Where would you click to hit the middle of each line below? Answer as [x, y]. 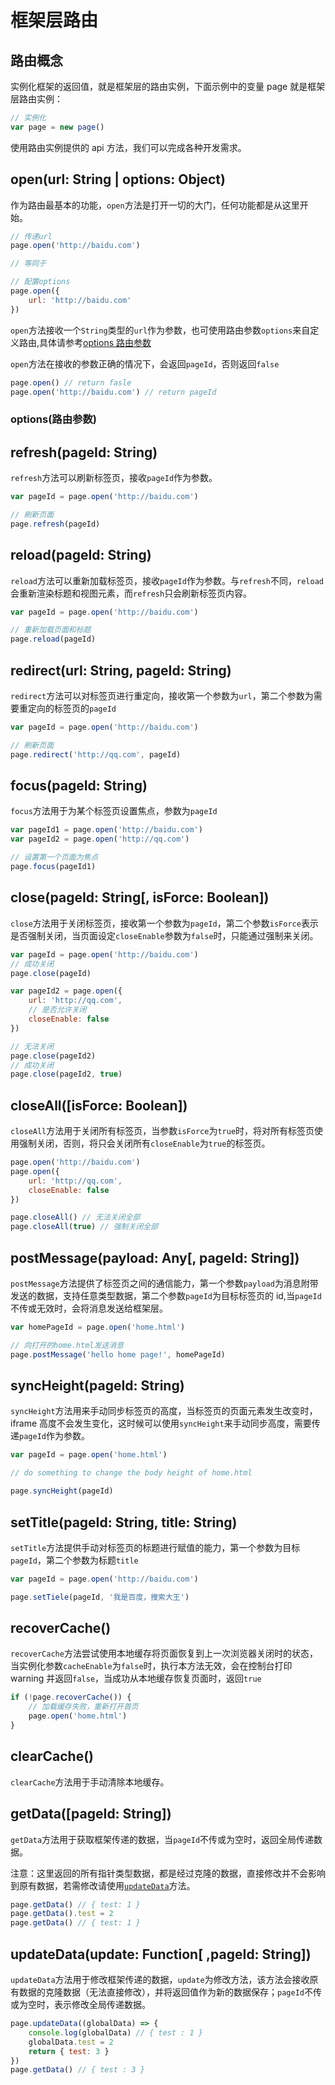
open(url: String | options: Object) [118, 179]
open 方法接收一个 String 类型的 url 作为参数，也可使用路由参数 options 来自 [160, 330]
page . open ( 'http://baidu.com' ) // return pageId [113, 392]
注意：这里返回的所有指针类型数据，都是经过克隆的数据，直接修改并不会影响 [168, 1873]
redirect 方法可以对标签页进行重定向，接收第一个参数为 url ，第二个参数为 [162, 696]
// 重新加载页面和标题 [51, 630]
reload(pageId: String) [81, 555]
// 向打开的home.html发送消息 [67, 1345]
